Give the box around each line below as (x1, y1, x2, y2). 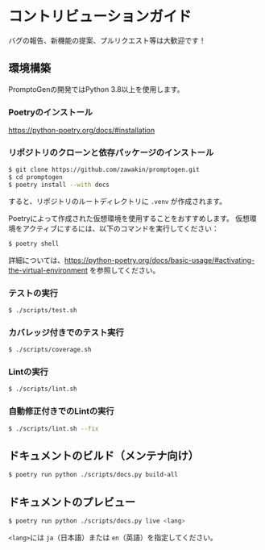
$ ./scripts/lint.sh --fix (8, 424, 99, 432)
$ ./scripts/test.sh (8, 306, 78, 315)
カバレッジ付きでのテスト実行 (8, 327, 125, 338)
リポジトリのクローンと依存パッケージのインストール (8, 147, 214, 158)
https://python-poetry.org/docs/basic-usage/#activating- (64, 255, 255, 265)
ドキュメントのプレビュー (8, 495, 135, 509)
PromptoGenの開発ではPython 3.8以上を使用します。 (8, 84, 184, 94)
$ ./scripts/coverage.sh (8, 346, 92, 354)
